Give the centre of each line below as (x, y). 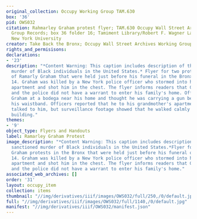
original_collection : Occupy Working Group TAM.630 (70, 11)
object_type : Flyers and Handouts (48, 131)
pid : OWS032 (21, 22)
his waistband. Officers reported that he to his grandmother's (91, 104)
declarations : (23, 55)
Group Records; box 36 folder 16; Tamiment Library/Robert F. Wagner (98, 33)
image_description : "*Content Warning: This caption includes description (99, 142)
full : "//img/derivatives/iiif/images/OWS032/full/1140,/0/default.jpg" (97, 201)
